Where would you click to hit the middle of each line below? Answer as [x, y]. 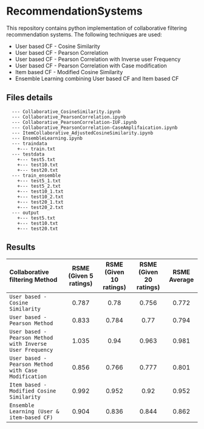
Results [21, 247]
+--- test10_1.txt [40, 191]
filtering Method [33, 280]
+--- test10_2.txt [40, 197]
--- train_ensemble [36, 175]
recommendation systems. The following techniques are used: [84, 34]
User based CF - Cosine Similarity [57, 46]
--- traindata [29, 143]
